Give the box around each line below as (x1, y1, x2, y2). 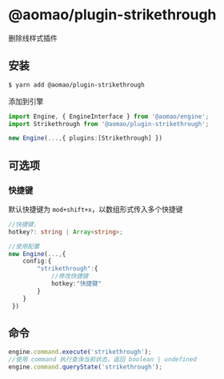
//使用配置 (8, 242, 40, 251)
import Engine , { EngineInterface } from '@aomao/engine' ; (8, 112, 210, 120)
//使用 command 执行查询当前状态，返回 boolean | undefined (8, 356, 198, 364)
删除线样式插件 (8, 33, 58, 43)
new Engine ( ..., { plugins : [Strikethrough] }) (8, 134, 162, 142)
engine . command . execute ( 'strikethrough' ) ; (8, 348, 152, 357)
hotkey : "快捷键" (50, 279, 102, 288)
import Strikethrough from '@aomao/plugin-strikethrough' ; (8, 120, 210, 128)
